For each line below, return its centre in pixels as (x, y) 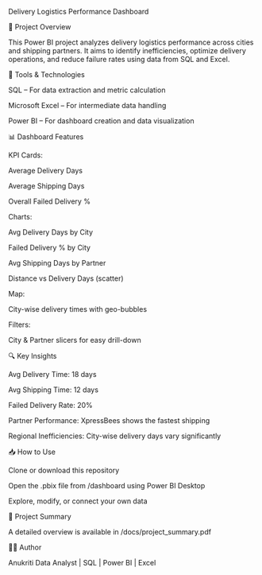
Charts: (20, 217)
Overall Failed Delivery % (50, 201)
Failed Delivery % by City (50, 247)
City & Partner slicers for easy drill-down (75, 340)
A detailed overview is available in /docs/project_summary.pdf (110, 532)
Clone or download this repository (64, 470)
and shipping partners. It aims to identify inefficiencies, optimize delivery (127, 51)
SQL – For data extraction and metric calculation (87, 90)
